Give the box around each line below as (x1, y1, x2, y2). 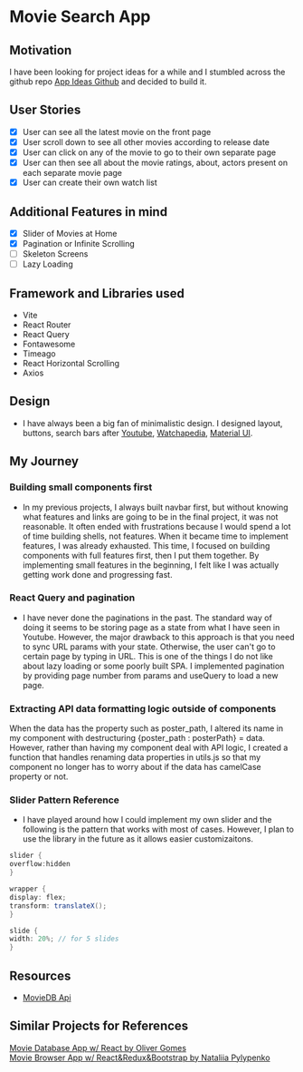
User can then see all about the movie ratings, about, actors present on (22, 157, 289, 168)
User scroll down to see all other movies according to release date (22, 136, 270, 147)
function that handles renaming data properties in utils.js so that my (9, 752, 261, 763)
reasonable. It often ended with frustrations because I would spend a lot (22, 521, 291, 531)
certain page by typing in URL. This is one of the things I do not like (22, 650, 273, 661)
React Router (22, 319, 71, 330)
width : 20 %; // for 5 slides (9, 934, 119, 944)
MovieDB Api (22, 991, 71, 1003)
